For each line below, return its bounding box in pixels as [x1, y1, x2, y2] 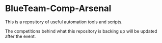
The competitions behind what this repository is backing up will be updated [5, 28, 158, 34]
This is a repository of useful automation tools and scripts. [5, 19, 123, 25]
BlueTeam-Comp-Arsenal [5, 3, 111, 14]
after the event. [5, 33, 36, 39]
